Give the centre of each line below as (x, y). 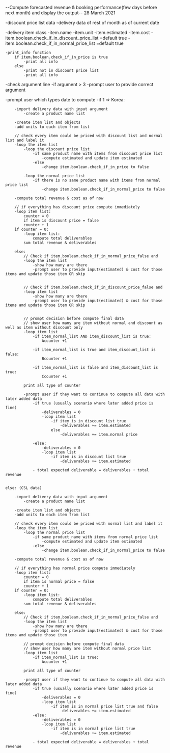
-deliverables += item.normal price (99, 435)
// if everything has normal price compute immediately (75, 568)
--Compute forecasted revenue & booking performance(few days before (81, 7)
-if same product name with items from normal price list (95, 537)
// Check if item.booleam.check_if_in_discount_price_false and (93, 287)
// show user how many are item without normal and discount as (93, 323)
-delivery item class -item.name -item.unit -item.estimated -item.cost (78, 32)
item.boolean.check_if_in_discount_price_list (52, 38)
